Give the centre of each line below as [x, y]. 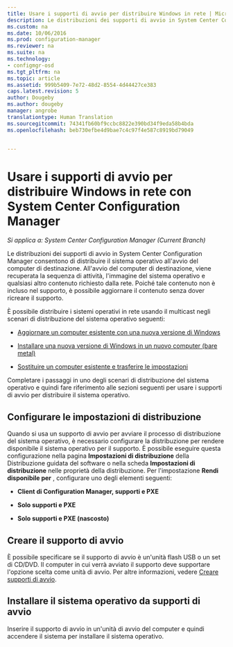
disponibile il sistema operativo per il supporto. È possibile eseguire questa [114, 449]
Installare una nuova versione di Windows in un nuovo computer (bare [117, 346]
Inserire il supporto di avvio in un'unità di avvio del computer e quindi [106, 629]
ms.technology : [29, 59]
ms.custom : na [28, 26]
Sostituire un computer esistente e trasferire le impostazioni [103, 367]
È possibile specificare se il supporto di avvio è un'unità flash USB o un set [114, 557]
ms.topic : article [34, 78]
